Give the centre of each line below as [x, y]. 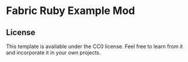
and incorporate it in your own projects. [53, 53]
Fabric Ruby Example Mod [71, 11]
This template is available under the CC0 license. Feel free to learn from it [95, 46]
